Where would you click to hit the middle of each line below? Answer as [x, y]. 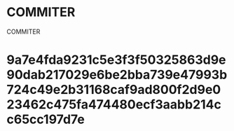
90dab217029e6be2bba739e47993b [117, 75]
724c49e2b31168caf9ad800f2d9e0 [114, 90]
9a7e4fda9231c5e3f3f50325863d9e [116, 60]
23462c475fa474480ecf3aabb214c [114, 105]
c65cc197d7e [46, 119]
